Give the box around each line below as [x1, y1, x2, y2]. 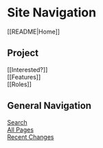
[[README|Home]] [7, 27, 60, 36]
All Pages [7, 125, 34, 134]
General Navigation [7, 100, 91, 112]
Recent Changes [7, 132, 54, 141]
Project [7, 47, 39, 59]
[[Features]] [7, 73, 41, 81]
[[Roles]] [7, 80, 32, 88]
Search [7, 118, 27, 126]
